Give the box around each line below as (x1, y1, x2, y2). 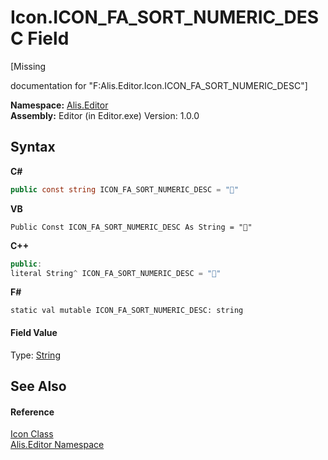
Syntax (10, 139, 56, 156)
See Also (10, 377, 67, 395)
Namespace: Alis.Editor (10, 99, 109, 111)
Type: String (10, 349, 61, 361)
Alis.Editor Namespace (10, 439, 105, 451)
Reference (10, 406, 55, 418)
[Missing (10, 60, 47, 72)
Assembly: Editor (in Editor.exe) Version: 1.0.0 (10, 109, 200, 121)
